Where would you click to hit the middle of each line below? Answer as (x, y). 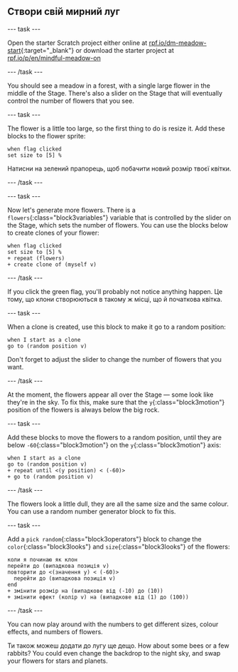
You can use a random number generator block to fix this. (92, 511)
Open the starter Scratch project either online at (77, 43)
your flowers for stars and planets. (58, 661)
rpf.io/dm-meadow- (178, 43)
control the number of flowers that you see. (71, 101)
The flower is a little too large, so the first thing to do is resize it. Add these (116, 128)
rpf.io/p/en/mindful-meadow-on (54, 58)
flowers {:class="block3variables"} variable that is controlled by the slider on (119, 218)
